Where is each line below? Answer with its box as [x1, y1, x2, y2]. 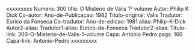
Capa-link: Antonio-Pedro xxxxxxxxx [6, 37, 97, 44]
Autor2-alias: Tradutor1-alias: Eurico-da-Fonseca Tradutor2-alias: [6, 24, 169, 31]
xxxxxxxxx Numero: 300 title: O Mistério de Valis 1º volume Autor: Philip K [6, 5, 189, 12]
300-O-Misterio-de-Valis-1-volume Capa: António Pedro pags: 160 [17, 31, 183, 38]
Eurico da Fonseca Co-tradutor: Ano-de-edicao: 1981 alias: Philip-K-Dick [6, 18, 186, 25]
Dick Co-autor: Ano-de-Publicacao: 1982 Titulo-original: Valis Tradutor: [6, 11, 183, 19]
